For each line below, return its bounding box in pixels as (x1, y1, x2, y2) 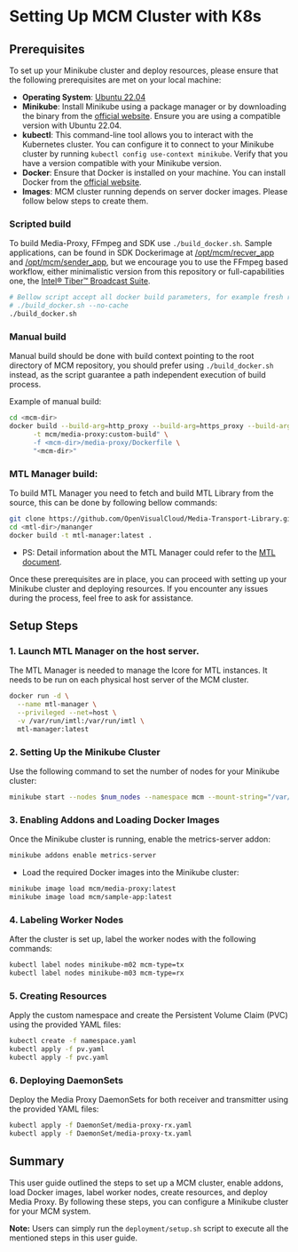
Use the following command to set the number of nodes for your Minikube (9, 766, 280, 777)
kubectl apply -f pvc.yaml (9, 1053, 109, 1062)
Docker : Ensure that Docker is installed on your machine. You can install (21, 167, 286, 178)
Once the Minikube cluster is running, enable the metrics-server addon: (9, 833, 271, 845)
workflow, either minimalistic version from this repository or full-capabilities (9, 267, 286, 277)
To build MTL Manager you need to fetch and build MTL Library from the (9, 487, 274, 498)
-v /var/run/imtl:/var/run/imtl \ (17, 716, 145, 725)
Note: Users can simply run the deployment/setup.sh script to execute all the (9, 1223, 289, 1233)
